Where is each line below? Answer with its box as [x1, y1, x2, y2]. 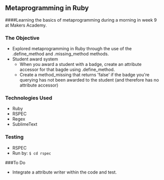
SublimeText [12, 121, 38, 127]
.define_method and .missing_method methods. [12, 51, 109, 57]
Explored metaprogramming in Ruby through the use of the [12, 46, 132, 52]
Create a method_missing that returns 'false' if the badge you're [19, 72, 150, 78]
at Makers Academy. [5, 22, 47, 28]
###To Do [5, 159, 26, 165]
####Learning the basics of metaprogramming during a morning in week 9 [5, 17, 157, 23]
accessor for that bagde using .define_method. [19, 66, 115, 73]
